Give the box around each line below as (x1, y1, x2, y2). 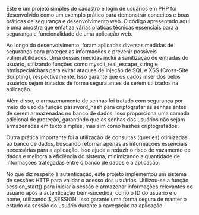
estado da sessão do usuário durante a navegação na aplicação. (6, 202, 165, 209)
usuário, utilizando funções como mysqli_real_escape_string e (6, 60, 159, 68)
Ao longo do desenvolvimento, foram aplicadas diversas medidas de (6, 41, 174, 49)
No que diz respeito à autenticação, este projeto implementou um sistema (6, 171, 187, 177)
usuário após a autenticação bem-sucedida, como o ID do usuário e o (6, 190, 177, 196)
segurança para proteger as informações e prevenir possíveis (6, 48, 157, 55)
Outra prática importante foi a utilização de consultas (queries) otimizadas (6, 134, 188, 141)
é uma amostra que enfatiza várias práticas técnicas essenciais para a (6, 24, 178, 31)
